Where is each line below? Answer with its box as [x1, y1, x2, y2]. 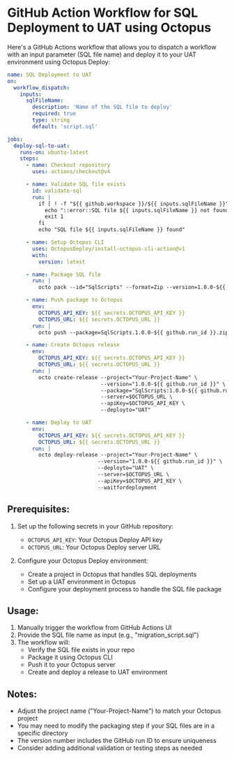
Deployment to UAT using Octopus [7, 20, 212, 36]
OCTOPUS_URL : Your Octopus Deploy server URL [27, 543, 161, 551]
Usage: [7, 605, 40, 617]
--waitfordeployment [97, 484, 157, 491]
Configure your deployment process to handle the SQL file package [27, 584, 221, 593]
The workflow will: [17, 638, 70, 647]
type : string [32, 117, 70, 124]
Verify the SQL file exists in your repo [27, 646, 135, 654]
